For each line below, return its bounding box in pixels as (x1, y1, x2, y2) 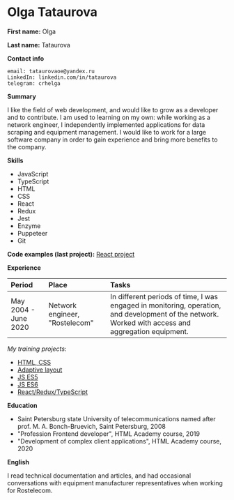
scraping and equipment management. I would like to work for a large (7, 128, 207, 136)
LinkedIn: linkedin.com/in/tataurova (7, 74, 117, 81)
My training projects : (7, 344, 67, 353)
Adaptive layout (17, 365, 63, 374)
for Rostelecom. (7, 486, 53, 494)
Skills (7, 156, 24, 165)
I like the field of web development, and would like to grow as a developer (7, 105, 219, 114)
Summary (7, 92, 36, 100)
